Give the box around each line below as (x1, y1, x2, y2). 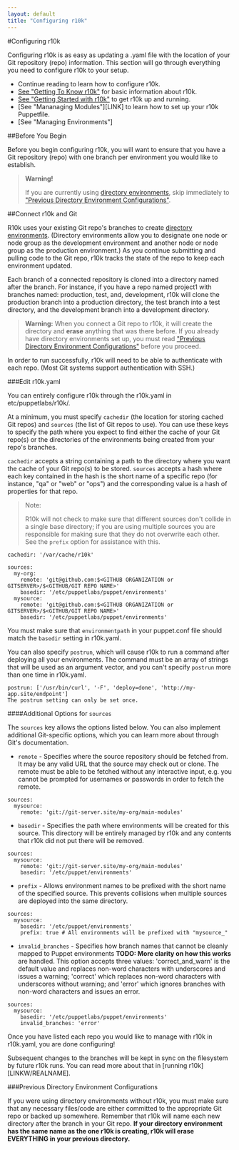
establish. (7, 160, 36, 168)
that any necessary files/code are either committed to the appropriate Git (7, 1104, 223, 1112)
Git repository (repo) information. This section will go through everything (7, 58, 220, 66)
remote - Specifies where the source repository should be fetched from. (17, 752, 228, 760)
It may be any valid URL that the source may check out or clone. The (17, 760, 220, 768)
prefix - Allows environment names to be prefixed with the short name (17, 881, 226, 889)
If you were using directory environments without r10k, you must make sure (7, 1096, 229, 1105)
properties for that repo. (7, 487, 78, 495)
